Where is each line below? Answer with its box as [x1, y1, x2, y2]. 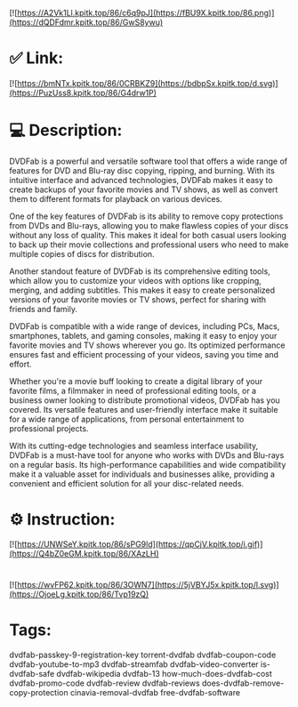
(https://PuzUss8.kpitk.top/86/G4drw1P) [9, 87, 157, 98]
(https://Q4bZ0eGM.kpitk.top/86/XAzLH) [9, 548, 160, 558]
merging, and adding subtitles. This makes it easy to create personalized [9, 285, 276, 295]
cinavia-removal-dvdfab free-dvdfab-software [69, 687, 241, 697]
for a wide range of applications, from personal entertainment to [9, 414, 245, 424]
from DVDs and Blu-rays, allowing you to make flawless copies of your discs [9, 220, 289, 230]
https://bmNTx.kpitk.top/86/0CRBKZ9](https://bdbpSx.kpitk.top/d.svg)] [17, 77, 278, 88]
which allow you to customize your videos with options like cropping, [9, 275, 262, 285]
